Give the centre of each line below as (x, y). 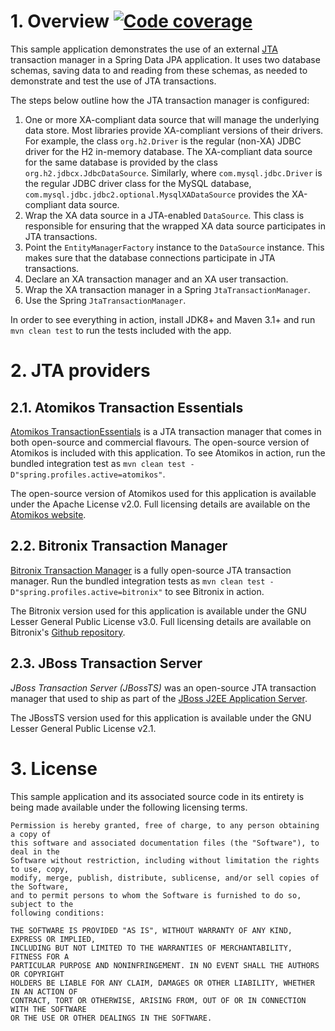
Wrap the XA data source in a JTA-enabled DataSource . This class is (164, 215)
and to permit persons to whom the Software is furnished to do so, (156, 895)
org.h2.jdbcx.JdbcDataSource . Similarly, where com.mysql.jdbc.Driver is (173, 172)
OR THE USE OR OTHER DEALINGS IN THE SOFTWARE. (111, 1018)
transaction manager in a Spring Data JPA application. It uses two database (165, 59)
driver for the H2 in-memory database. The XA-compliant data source (168, 151)
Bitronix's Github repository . (68, 632)
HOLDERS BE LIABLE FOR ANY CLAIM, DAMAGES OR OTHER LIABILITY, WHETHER (162, 983)
